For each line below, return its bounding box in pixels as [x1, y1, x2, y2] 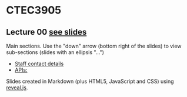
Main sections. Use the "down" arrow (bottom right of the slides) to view [6, 42, 182, 49]
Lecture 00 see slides [6, 27, 87, 37]
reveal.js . [6, 84, 28, 91]
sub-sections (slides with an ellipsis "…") [6, 49, 105, 56]
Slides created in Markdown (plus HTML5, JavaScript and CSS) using [6, 78, 175, 85]
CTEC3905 [6, 4, 62, 17]
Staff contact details [14, 60, 64, 67]
